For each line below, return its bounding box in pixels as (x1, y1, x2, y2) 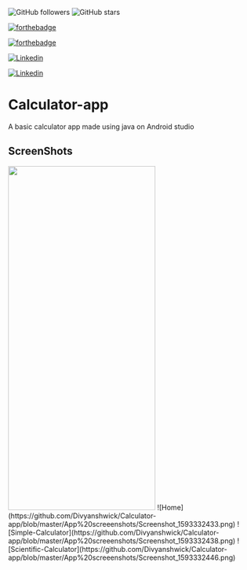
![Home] (156, 502, 184, 512)
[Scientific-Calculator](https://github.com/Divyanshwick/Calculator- (8, 544, 227, 553)
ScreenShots (8, 145, 73, 158)
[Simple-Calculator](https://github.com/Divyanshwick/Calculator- (8, 528, 220, 537)
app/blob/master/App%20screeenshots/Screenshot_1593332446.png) (8, 553, 236, 562)
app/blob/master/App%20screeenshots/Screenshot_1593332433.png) (8, 519, 236, 528)
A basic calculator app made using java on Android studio (8, 122, 194, 131)
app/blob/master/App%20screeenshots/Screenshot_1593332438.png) (8, 535, 236, 546)
